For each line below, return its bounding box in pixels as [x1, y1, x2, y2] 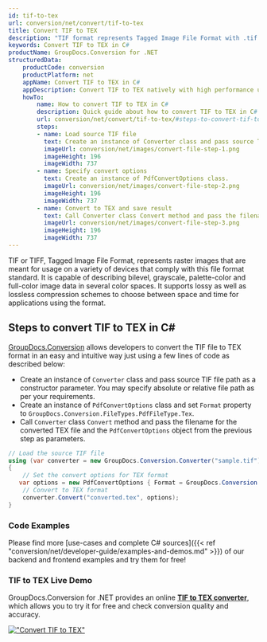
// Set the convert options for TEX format [22, 472, 169, 480]
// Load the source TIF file [8, 449, 105, 457]
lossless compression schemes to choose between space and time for [8, 289, 239, 299]
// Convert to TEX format [22, 487, 109, 495]
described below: [8, 359, 65, 369]
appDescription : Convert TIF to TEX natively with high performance [22, 85, 254, 94]
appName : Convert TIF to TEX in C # [22, 78, 141, 86]
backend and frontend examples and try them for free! [8, 554, 187, 564]
